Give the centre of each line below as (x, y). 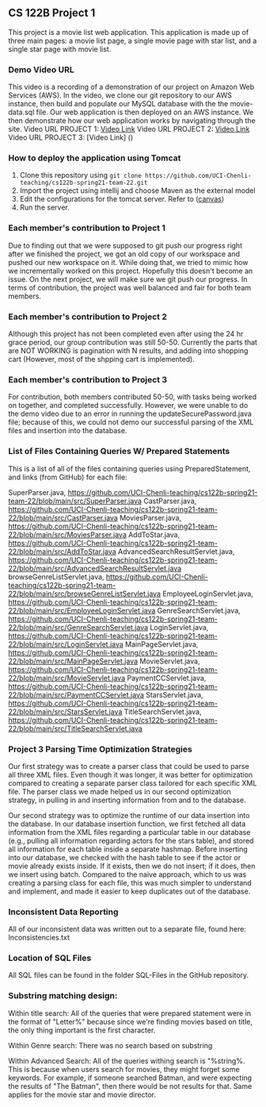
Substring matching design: (63, 996)
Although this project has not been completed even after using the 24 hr (126, 334)
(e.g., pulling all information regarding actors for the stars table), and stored (131, 840)
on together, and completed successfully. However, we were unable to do (128, 406)
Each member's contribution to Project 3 (88, 379)
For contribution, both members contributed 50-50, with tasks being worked (133, 397)
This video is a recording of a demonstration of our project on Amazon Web (131, 87)
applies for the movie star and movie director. (82, 1094)
